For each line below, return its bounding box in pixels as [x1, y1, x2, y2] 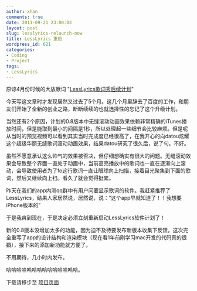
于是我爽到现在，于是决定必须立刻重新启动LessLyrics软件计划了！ [6, 214, 165, 221]
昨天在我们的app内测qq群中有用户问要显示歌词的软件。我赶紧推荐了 [6, 187, 171, 194]
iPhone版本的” [6, 202, 41, 209]
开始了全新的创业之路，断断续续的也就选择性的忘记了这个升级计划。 [16, 105, 181, 112]
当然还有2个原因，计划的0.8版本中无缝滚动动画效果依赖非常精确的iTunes [6, 118, 182, 125]
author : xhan [6, 8, 38, 15]
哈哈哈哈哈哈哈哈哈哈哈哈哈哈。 [6, 266, 83, 273]
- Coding [6, 52, 28, 58]
